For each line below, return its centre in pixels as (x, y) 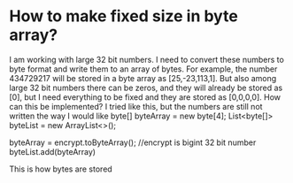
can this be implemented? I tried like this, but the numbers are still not (136, 106)
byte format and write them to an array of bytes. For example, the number (143, 69)
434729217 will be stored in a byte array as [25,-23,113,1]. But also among (143, 78)
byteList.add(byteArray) (52, 151)
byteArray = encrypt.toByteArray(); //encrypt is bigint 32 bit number (133, 142)
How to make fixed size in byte (124, 16)
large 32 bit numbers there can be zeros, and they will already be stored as (146, 88)
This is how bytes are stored (61, 169)
